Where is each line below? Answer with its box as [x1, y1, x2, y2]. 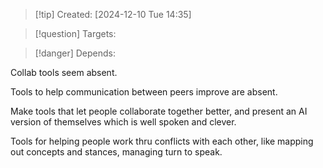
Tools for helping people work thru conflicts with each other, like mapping [10, 135, 314, 147]
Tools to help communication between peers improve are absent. [10, 86, 278, 98]
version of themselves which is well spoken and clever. [10, 116, 237, 128]
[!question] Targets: [34, 28, 117, 39]
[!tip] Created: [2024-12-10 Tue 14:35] [34, 9, 192, 20]
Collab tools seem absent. [10, 67, 118, 78]
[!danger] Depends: [34, 47, 116, 59]
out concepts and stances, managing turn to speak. [10, 146, 223, 158]
